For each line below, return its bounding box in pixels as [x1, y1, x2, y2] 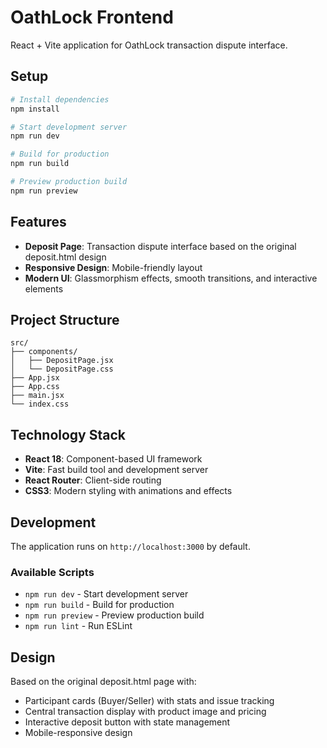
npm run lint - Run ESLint [24, 620, 133, 632]
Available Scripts [10, 565, 95, 579]
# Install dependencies [10, 94, 110, 105]
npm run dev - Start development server [24, 588, 189, 600]
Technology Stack [10, 426, 126, 443]
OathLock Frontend [10, 6, 174, 29]
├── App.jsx [10, 373, 60, 383]
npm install [10, 104, 60, 114]
